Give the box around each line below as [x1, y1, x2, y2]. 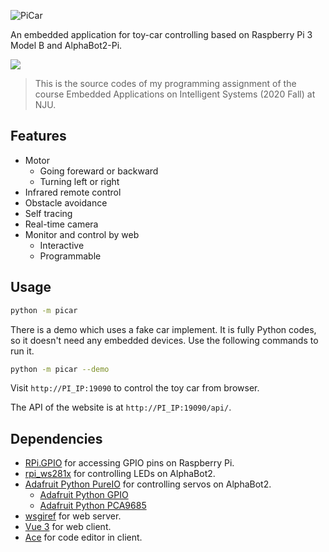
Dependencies [10, 430, 103, 447]
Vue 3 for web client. [24, 521, 112, 533]
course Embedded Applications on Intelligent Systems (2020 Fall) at [34, 88, 316, 100]
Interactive [39, 239, 85, 251]
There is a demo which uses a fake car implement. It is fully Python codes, [10, 323, 317, 335]
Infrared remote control [24, 186, 122, 198]
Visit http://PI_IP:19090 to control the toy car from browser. [10, 382, 260, 394]
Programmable [39, 250, 102, 262]
